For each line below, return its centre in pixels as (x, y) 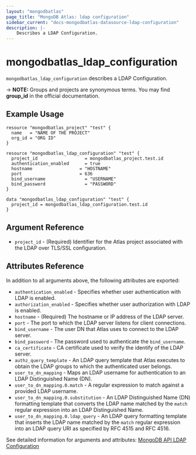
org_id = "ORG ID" (34, 138)
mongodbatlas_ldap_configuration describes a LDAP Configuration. (87, 78)
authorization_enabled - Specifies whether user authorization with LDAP (102, 304)
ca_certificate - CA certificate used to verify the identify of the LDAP (99, 347)
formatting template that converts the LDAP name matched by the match (101, 404)
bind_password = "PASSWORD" (64, 184)
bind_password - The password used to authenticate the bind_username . (100, 341)
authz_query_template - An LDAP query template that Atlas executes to (100, 360)
